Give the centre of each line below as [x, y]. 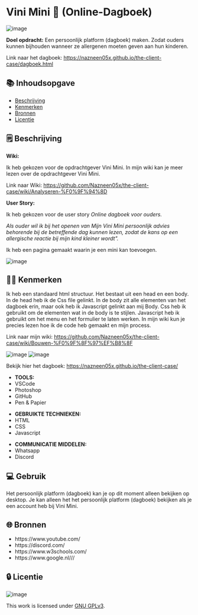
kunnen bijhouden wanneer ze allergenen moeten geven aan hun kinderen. [97, 46]
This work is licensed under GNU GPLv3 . [56, 606]
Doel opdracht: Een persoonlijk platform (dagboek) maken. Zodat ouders [95, 40]
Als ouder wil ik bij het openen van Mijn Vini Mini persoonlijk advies [88, 226]
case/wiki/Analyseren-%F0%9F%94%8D [57, 191]
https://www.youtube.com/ [48, 539]
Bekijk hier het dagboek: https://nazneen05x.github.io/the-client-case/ [92, 366]
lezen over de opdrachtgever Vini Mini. [53, 173]
